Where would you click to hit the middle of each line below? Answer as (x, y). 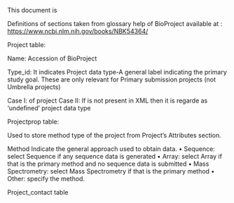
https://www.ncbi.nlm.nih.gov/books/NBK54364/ (78, 31)
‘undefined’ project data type (49, 108)
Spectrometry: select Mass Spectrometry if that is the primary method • (111, 171)
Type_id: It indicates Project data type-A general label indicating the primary (117, 72)
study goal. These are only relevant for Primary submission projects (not (111, 79)
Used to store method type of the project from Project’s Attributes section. (115, 135)
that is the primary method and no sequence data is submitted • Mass (108, 164)
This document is (32, 10)
